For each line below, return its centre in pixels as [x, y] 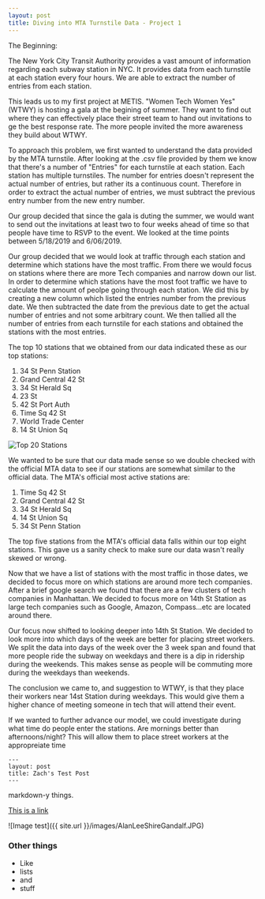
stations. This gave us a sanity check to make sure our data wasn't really [126, 549]
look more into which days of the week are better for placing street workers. [132, 639]
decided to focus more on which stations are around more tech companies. [130, 581]
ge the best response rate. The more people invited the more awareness [125, 126]
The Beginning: [33, 45]
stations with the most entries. [57, 332]
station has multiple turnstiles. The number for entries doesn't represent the [131, 175]
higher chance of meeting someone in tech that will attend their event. [122, 705]
